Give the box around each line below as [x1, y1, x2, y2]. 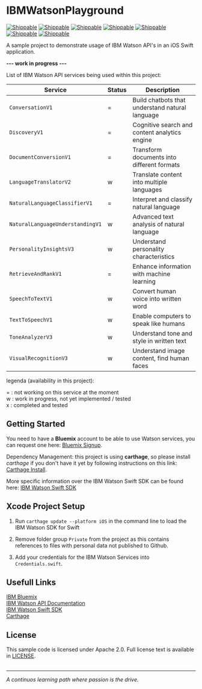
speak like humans [132, 319, 185, 328]
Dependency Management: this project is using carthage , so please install [6, 453, 191, 460]
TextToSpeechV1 [9, 316, 53, 323]
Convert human [132, 287, 176, 295]
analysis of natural [132, 220, 185, 228]
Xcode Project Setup [6, 501, 85, 512]
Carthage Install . [6, 466, 47, 473]
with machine [132, 269, 171, 278]
